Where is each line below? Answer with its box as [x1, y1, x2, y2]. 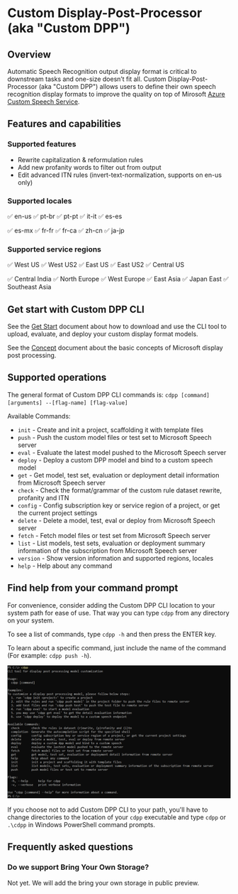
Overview [7, 48, 52, 60]
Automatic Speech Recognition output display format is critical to [7, 68, 197, 75]
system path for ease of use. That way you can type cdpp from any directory [7, 608, 230, 617]
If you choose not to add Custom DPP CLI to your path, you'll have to [7, 805, 208, 814]
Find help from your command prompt [7, 582, 178, 594]
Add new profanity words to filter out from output [17, 163, 161, 171]
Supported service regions [7, 244, 101, 254]
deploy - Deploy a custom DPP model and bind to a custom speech [17, 456, 213, 464]
